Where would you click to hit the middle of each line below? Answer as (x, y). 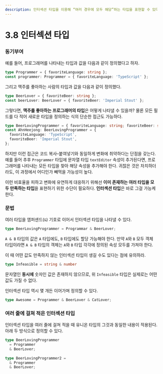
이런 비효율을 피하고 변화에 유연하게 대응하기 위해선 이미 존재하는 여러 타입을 (77, 182)
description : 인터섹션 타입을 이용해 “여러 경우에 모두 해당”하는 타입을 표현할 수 (78, 9)
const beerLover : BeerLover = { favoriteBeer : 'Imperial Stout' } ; (75, 100)
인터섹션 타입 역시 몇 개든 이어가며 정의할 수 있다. (52, 291)
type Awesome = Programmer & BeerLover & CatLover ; (58, 300)
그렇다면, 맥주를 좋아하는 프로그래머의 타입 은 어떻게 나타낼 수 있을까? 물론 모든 (79, 110)
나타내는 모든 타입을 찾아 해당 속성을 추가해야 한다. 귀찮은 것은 (81, 165)
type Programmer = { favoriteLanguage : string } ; (56, 72)
